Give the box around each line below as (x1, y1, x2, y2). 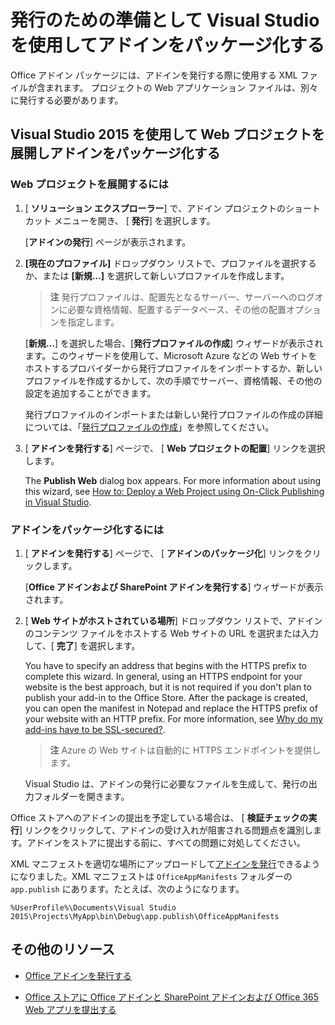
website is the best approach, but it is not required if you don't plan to (24, 681, 312, 693)
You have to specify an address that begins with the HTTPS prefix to (24, 659, 307, 671)
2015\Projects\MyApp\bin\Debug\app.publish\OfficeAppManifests (10, 911, 280, 921)
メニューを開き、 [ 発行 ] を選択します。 (53, 214, 216, 226)
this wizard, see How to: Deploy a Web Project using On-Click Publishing (24, 485, 325, 497)
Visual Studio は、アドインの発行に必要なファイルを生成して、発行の (24, 777, 309, 790)
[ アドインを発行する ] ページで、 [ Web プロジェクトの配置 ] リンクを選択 (24, 442, 326, 454)
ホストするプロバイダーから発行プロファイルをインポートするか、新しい (24, 362, 323, 374)
